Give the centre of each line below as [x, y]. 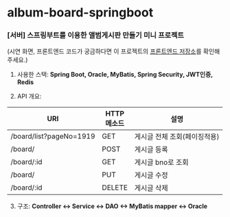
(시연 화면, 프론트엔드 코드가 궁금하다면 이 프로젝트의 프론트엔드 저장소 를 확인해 [114, 51]
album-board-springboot [80, 13]
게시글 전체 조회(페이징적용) [177, 137]
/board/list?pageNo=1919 [53, 136]
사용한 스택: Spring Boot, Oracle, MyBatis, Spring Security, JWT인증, [115, 75]
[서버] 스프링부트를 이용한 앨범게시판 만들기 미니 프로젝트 [95, 36]
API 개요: [29, 97]
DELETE [115, 188]
